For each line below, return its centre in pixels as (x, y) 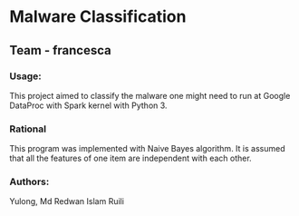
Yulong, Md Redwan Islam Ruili (67, 201)
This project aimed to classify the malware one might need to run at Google (150, 95)
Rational (28, 129)
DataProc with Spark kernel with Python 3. (88, 105)
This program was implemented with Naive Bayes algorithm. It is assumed (147, 149)
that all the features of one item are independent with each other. (130, 158)
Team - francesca (60, 50)
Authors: (29, 182)
